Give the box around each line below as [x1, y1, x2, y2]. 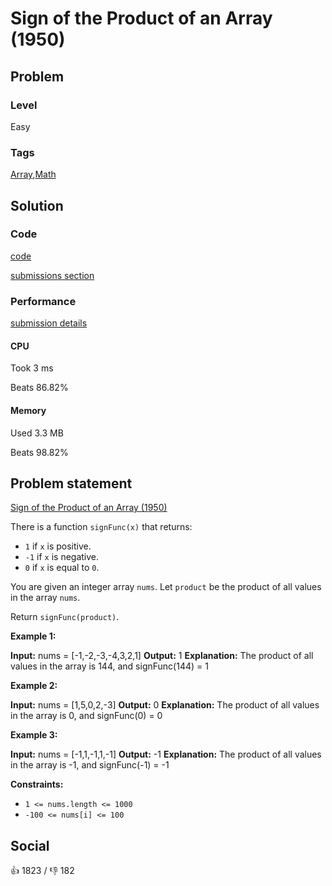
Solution [10, 197, 64, 214]
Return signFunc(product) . [10, 611, 120, 623]
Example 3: [10, 729, 58, 741]
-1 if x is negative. [24, 551, 100, 563]
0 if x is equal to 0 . [24, 562, 100, 574]
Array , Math [10, 168, 57, 181]
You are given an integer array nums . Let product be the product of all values [10, 581, 322, 593]
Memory [10, 404, 47, 416]
